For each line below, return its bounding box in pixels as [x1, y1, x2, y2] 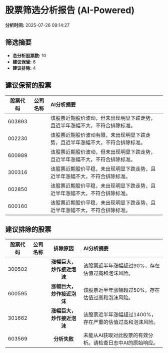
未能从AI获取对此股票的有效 [83, 332, 148, 339]
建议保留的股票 [5, 81, 51, 90]
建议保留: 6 [12, 59, 36, 65]
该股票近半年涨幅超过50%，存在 [83, 287, 160, 294]
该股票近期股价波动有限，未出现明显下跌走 [50, 131, 151, 138]
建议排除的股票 [5, 225, 51, 234]
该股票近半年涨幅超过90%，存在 [83, 262, 160, 269]
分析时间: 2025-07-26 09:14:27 [5, 22, 70, 28]
